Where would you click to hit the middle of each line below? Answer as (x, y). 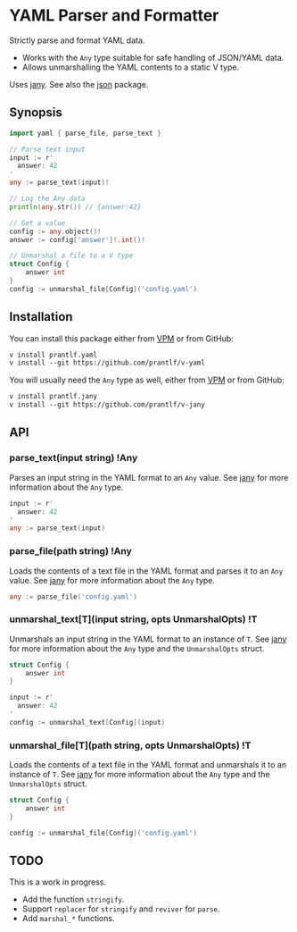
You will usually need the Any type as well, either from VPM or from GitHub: (147, 380)
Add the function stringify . (73, 900)
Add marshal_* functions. (68, 919)
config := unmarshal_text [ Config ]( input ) (87, 722)
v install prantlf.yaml (54, 355)
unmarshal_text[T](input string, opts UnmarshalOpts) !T (133, 619)
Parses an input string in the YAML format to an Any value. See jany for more (149, 477)
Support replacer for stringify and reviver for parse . (121, 909)
